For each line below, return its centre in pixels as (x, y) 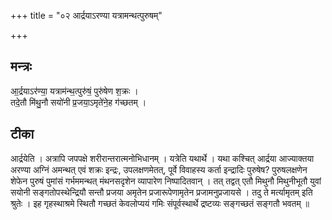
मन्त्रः (21, 66)
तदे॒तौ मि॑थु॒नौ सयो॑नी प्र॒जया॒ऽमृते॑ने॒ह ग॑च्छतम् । (78, 102)
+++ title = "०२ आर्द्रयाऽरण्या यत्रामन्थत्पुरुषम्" (86, 15)
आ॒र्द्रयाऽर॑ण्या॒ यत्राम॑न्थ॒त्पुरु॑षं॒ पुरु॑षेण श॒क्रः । (74, 91)
